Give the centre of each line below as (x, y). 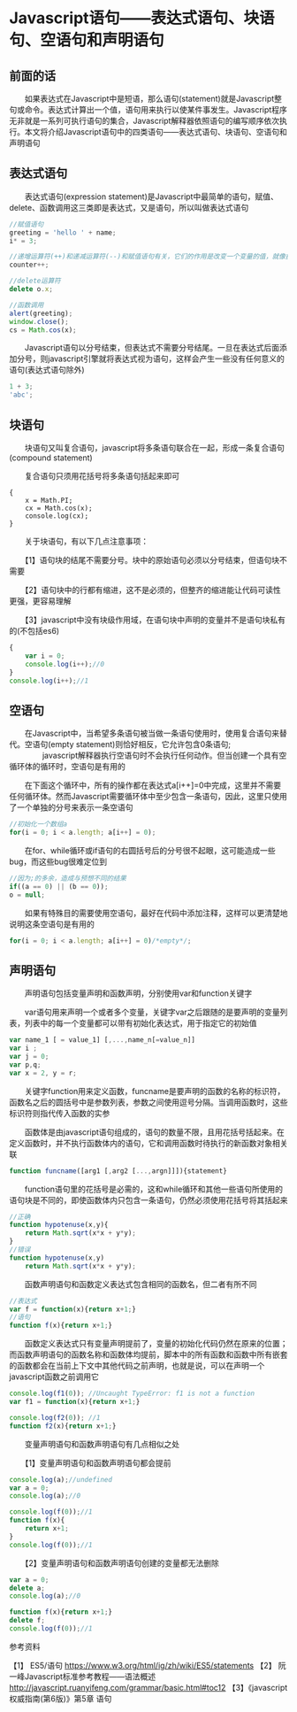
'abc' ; (21, 395)
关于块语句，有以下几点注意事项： (86, 541)
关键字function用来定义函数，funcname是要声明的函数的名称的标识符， (155, 1091)
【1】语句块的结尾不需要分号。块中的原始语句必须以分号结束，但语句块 (152, 560)
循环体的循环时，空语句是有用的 (67, 767)
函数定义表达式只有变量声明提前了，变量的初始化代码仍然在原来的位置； (156, 1344)
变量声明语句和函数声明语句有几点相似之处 (102, 1444)
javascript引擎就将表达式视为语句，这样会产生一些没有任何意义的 (166, 359)
